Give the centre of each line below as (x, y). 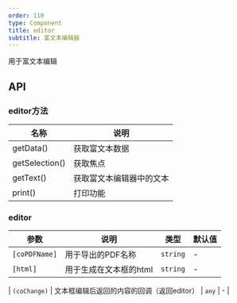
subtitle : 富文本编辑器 (44, 38)
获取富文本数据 (101, 148)
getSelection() (39, 163)
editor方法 (28, 110)
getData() (30, 148)
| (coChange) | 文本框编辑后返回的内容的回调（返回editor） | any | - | (119, 291)
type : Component (35, 23)
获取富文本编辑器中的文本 (121, 178)
